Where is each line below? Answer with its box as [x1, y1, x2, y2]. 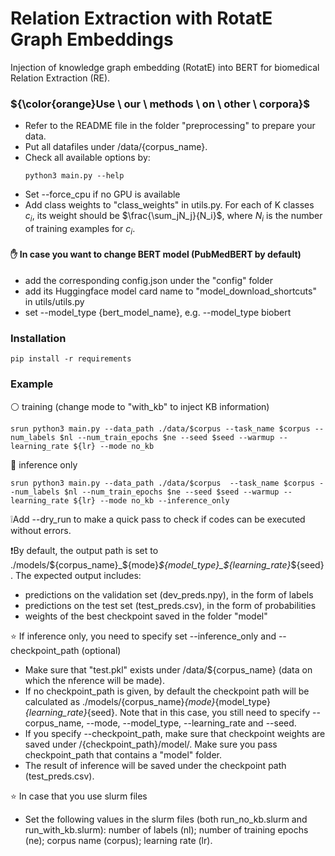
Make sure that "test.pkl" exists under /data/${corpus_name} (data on [24, 663, 313, 676]
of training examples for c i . [24, 223, 136, 237]
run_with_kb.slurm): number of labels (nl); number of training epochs [24, 823, 309, 836]
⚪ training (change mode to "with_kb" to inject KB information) [10, 400, 270, 412]
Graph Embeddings [10, 28, 174, 51]
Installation [10, 331, 67, 345]
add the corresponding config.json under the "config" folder [24, 275, 274, 287]
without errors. [10, 524, 72, 536]
